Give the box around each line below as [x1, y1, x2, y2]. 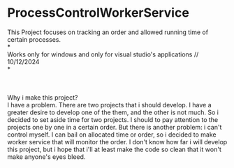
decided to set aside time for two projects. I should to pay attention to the [7, 115, 219, 123]
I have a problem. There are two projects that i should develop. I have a [7, 100, 212, 109]
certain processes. [7, 35, 61, 43]
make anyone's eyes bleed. [7, 152, 86, 161]
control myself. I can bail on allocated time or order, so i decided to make [7, 130, 217, 139]
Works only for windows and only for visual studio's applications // [7, 50, 199, 59]
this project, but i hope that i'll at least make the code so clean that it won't [7, 145, 221, 153]
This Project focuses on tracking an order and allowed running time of [7, 28, 208, 36]
